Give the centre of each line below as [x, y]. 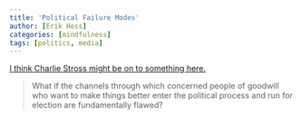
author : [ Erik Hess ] [49, 26]
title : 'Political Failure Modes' [75, 18]
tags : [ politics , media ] [56, 43]
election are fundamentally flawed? [97, 105]
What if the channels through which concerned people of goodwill [155, 86]
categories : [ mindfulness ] [60, 34]
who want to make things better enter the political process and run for [162, 96]
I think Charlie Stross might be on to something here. [108, 69]
